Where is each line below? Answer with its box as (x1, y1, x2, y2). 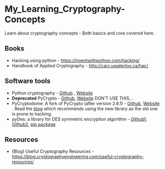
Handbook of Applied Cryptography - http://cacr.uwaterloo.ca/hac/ (11, 62, 148, 68)
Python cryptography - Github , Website (11, 90, 93, 96)
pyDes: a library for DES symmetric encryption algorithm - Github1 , (11, 116, 147, 122)
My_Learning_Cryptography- (4, 3, 125, 15)
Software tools (4, 77, 51, 85)
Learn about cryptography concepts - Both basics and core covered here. (4, 30, 155, 36)
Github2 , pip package (11, 121, 56, 127)
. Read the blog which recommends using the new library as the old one (11, 106, 158, 112)
